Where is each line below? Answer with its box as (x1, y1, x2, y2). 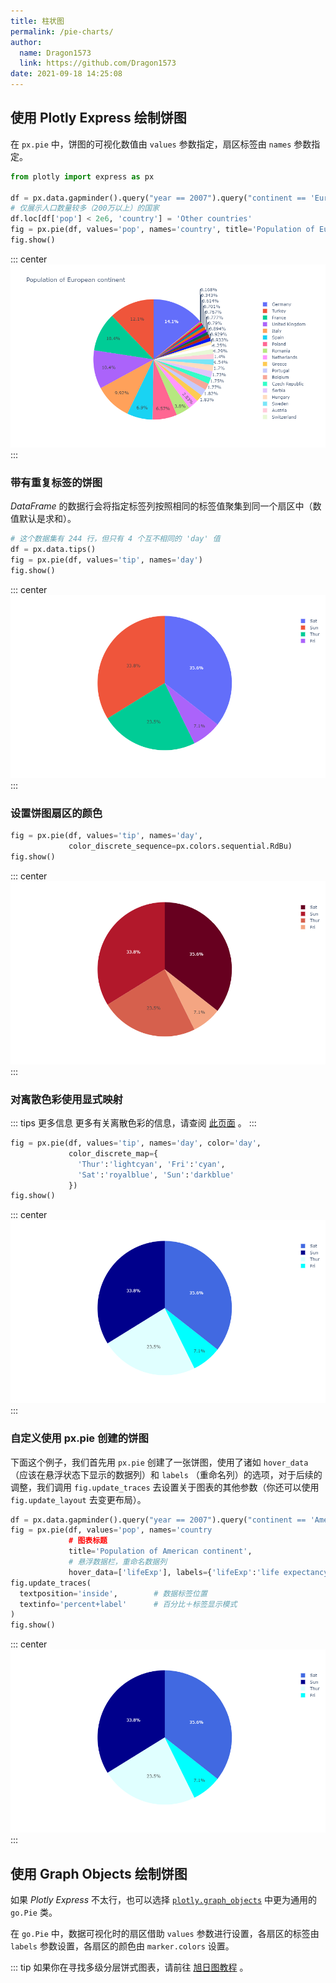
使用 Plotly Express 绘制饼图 (10, 110, 187, 127)
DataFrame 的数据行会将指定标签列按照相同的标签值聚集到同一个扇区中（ (10, 500, 313, 512)
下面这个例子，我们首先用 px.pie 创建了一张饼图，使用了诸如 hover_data (10, 1456, 309, 1468)
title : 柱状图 (10, 16, 65, 26)
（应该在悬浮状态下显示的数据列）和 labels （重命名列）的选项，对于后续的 (10, 1468, 323, 1480)
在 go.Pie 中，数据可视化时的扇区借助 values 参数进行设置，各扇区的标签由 (10, 1928, 320, 1940)
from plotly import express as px (10, 171, 155, 182)
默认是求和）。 (18, 513, 77, 525)
